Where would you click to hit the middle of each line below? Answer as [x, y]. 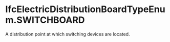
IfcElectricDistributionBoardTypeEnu [85, 9]
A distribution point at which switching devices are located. [68, 34]
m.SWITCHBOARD [45, 20]
